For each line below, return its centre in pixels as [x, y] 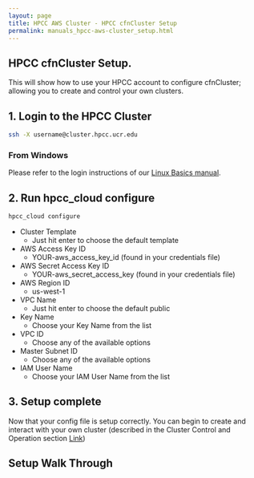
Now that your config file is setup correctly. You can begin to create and [127, 421]
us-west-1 [48, 291]
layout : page [30, 16]
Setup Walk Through [61, 463]
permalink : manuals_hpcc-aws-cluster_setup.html [91, 30]
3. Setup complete [55, 402]
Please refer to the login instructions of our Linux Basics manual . [115, 172]
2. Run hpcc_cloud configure [82, 198]
